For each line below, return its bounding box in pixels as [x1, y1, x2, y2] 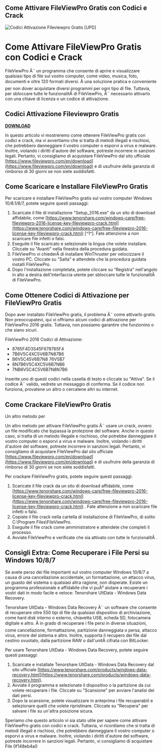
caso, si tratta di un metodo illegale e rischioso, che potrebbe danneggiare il [5, 433, 156, 439]
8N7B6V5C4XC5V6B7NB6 [12, 362, 65, 368]
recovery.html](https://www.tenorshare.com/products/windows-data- [12, 672, 151, 678]
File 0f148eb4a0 [5, 743, 38, 749]
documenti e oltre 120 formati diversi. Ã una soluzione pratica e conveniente [5, 78, 157, 84]
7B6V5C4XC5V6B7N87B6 [12, 351, 64, 357]
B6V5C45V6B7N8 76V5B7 [12, 356, 65, 362]
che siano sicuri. [5, 327, 38, 333]
